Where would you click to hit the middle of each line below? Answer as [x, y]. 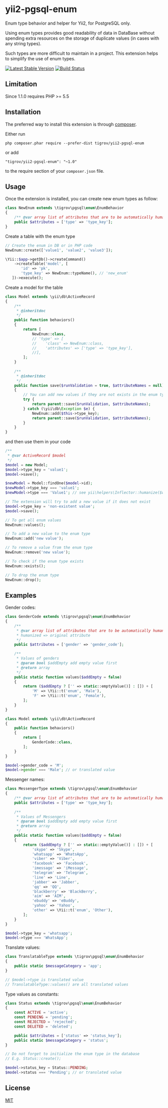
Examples [21, 595]
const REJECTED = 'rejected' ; [46, 1022]
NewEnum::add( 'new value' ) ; [34, 538]
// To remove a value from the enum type [49, 548]
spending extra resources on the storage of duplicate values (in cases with [82, 38]
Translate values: [23, 947]
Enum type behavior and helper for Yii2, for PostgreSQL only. [68, 23]
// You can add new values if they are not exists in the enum [90, 395]
